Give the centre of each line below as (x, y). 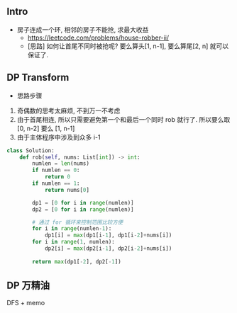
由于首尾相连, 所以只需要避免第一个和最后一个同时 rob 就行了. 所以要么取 (123, 119)
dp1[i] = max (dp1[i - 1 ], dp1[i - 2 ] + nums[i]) (108, 235)
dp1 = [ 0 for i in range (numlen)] (83, 203)
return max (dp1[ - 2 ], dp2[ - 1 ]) (77, 261)
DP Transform (38, 78)
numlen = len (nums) (61, 164)
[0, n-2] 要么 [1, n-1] (46, 128)
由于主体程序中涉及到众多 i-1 (59, 137)
